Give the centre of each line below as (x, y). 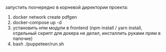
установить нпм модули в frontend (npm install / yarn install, (77, 28)
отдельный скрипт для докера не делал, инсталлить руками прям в (87, 33)
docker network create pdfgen (45, 17)
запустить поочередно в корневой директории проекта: (67, 7)
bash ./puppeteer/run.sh (38, 44)
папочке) (23, 38)
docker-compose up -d (37, 22)
